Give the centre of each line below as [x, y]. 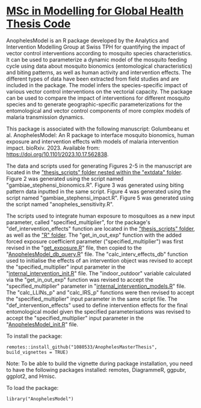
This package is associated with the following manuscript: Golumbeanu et [98, 129]
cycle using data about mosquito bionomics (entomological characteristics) [99, 66]
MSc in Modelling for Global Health [95, 11]
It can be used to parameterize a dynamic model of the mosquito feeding [97, 59]
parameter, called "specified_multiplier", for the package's [78, 222]
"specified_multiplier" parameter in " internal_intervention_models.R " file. [96, 286]
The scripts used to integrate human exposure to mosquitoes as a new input [100, 216]
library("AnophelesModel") [40, 399]
